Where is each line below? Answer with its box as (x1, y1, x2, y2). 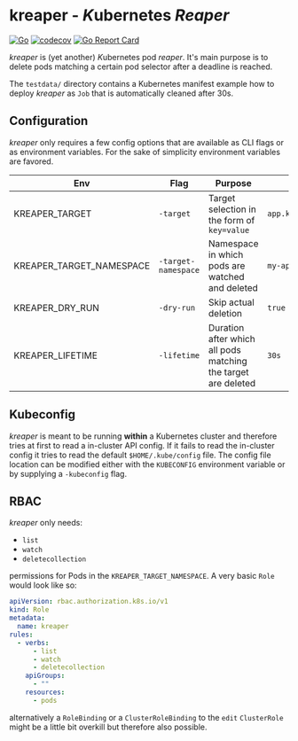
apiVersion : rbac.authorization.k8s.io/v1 (9, 597, 169, 606)
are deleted (208, 377, 256, 389)
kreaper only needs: (9, 518, 82, 528)
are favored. (9, 156, 54, 167)
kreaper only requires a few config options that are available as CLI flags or (9, 136, 285, 147)
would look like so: (9, 580, 77, 590)
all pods (208, 343, 241, 355)
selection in (208, 203, 257, 215)
